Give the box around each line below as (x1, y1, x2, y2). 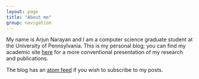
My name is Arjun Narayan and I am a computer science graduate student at (6, 36, 193, 43)
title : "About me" (6, 14, 52, 20)
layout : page (6, 8, 39, 15)
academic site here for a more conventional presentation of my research (6, 49, 183, 56)
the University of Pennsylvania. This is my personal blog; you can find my (6, 42, 186, 49)
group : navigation (6, 20, 52, 26)
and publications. (6, 55, 49, 62)
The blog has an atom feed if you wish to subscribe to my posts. (6, 67, 163, 74)
